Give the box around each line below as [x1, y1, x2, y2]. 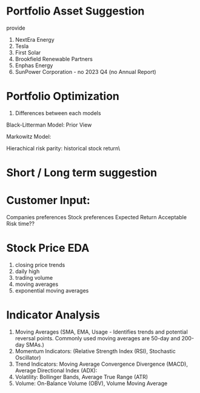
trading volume [15, 274, 53, 281]
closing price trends [15, 261, 65, 268]
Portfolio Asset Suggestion [6, 4, 145, 18]
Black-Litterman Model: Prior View [6, 121, 92, 128]
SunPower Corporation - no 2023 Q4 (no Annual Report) [15, 68, 156, 75]
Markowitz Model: [6, 133, 52, 140]
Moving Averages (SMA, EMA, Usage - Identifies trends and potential [15, 328, 188, 335]
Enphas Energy [15, 62, 53, 69]
